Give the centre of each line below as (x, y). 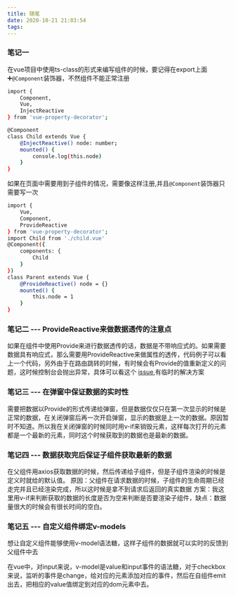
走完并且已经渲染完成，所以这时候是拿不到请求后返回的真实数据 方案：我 (113, 489)
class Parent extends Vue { (48, 277)
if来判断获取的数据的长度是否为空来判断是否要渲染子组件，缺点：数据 (126, 497)
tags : (15, 27)
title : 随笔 (24, 14)
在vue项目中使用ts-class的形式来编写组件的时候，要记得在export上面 (107, 69)
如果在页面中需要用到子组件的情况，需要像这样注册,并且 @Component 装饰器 (113, 184)
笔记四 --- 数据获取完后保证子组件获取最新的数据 (90, 455)
